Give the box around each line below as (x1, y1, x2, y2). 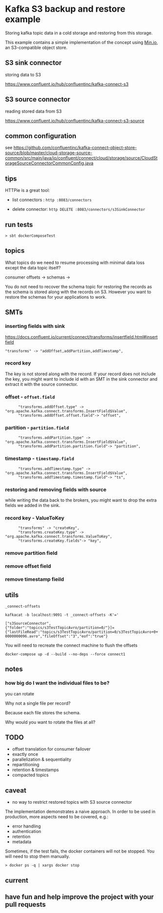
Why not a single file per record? (5, 700, 71, 706)
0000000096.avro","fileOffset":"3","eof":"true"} (5, 633, 108, 639)
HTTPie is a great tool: (5, 187, 50, 193)
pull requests (5, 900, 46, 909)
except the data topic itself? (5, 264, 61, 270)
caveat (5, 786, 27, 794)
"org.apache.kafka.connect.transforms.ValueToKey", (5, 534, 112, 539)
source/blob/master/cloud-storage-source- (5, 150, 93, 156)
